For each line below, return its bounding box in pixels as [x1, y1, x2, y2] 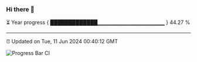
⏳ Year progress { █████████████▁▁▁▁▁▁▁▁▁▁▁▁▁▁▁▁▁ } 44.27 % [6, 19, 191, 26]
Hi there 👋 [6, 5, 35, 13]
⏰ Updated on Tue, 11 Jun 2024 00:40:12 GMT [6, 38, 118, 45]
